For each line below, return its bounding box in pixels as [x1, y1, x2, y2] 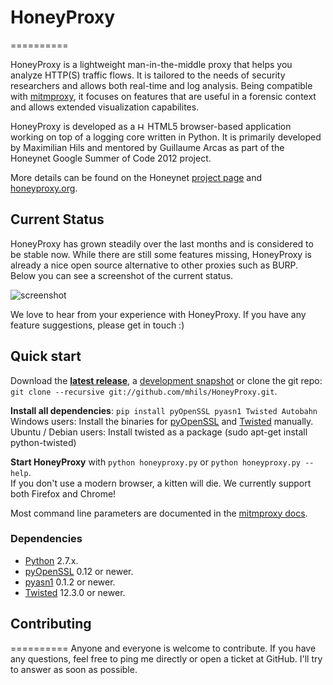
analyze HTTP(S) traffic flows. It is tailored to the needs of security [10, 69, 286, 81]
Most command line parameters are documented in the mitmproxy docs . [10, 507, 308, 519]
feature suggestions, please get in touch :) [10, 319, 185, 331]
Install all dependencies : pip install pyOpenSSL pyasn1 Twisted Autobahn [10, 404, 318, 416]
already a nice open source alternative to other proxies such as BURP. [10, 259, 299, 271]
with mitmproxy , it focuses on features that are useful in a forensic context [10, 90, 317, 102]
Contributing [10, 616, 92, 633]
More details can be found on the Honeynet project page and [10, 171, 263, 183]
